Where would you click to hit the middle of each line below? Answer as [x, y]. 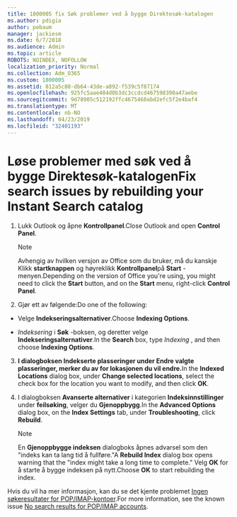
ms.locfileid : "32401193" [45, 126]
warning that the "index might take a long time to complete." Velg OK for [123, 462]
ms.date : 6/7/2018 [34, 40]
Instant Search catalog [75, 206]
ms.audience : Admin [36, 47]
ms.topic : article [34, 54]
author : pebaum [30, 27]
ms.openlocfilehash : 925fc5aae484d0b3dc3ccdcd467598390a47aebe [103, 93]
